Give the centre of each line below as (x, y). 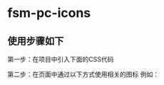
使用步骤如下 (36, 41)
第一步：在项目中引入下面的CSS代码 (61, 59)
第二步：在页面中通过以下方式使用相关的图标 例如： (83, 74)
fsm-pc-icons (49, 13)
